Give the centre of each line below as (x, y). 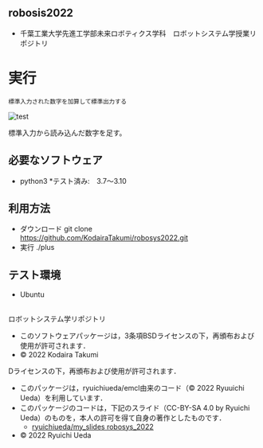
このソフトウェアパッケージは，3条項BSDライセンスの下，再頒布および (137, 335)
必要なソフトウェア (55, 160)
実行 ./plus (37, 247)
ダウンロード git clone (56, 229)
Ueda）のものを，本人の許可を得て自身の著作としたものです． (123, 418)
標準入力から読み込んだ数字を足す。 (67, 132)
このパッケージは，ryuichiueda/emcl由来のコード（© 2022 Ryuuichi (132, 388)
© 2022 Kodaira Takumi (59, 354)
